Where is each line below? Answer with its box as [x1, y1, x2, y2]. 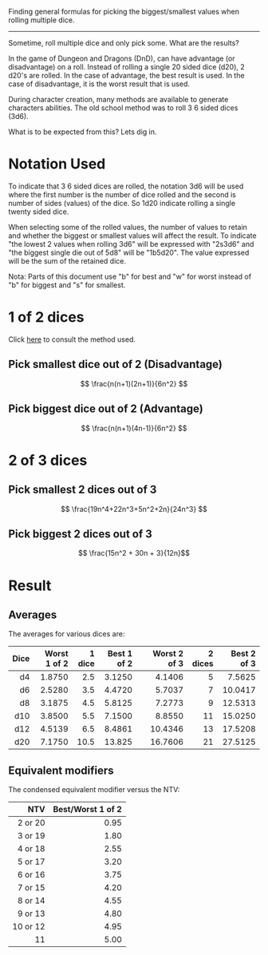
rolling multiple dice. [8, 15, 75, 25]
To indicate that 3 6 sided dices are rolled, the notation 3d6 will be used [8, 181, 244, 191]
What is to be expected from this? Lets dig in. [8, 127, 157, 137]
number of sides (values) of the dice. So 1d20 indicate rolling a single [8, 198, 236, 208]
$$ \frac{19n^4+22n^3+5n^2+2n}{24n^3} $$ [61, 504, 207, 513]
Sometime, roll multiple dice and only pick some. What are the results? [8, 38, 239, 47]
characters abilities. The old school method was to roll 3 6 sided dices [8, 103, 238, 113]
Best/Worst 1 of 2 [53, 804, 122, 815]
